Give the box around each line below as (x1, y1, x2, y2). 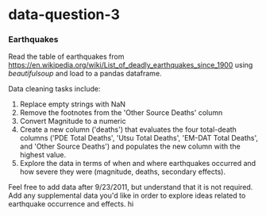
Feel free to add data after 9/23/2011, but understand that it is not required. (8, 183, 253, 192)
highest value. (19, 150, 66, 160)
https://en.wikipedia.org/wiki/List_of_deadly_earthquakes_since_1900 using (8, 60, 253, 70)
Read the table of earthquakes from (8, 52, 125, 61)
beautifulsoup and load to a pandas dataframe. (8, 69, 162, 79)
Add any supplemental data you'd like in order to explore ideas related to (8, 191, 246, 200)
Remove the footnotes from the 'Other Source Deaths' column (19, 108, 223, 118)
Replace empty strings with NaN (19, 99, 125, 109)
